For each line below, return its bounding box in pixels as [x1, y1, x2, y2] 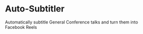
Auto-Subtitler [5, 3, 64, 14]
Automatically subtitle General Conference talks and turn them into [5, 19, 138, 25]
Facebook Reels [5, 24, 37, 30]
